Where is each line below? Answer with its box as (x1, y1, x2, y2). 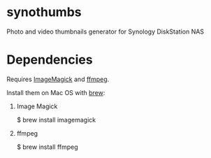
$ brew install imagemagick (16, 115, 96, 124)
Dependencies (6, 52, 93, 68)
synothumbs (6, 4, 82, 20)
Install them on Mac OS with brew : (6, 88, 105, 96)
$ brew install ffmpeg (16, 143, 78, 151)
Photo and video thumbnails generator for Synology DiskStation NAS (6, 27, 204, 36)
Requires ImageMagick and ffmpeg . (6, 75, 110, 83)
